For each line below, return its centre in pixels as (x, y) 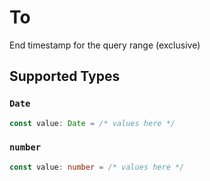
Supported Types (65, 76)
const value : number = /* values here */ (97, 167)
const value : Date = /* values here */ (92, 123)
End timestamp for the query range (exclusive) (105, 45)
